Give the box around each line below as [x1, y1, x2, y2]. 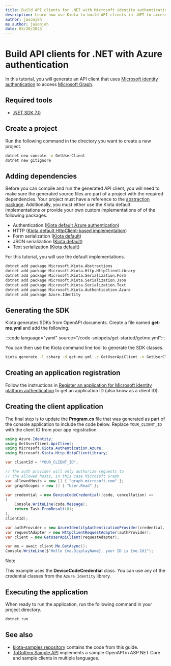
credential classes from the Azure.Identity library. [5, 573, 111, 579]
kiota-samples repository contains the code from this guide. [12, 644, 138, 650]
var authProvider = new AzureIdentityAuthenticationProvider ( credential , [5, 525, 165, 530]
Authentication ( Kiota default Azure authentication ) [12, 222, 120, 228]
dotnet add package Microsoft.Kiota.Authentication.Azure [5, 287, 131, 293]
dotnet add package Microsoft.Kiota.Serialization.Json [5, 278, 126, 283]
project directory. [5, 606, 42, 613]
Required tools [5, 96, 52, 105]
